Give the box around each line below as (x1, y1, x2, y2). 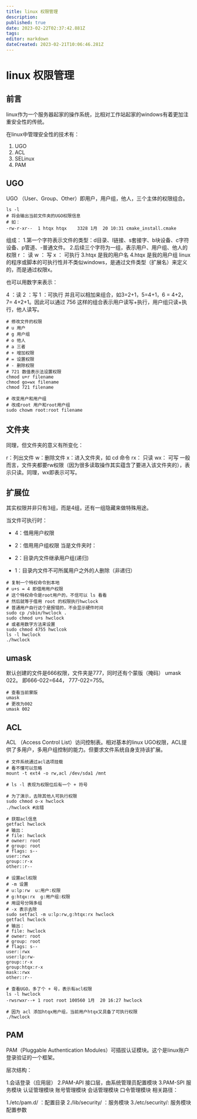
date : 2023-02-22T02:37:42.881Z (6, 25, 85, 31)
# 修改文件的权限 (6, 319, 42, 324)
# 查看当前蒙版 (6, 690, 38, 696)
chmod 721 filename (6, 384, 54, 390)
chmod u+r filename (6, 374, 54, 380)
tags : (6, 31, 19, 37)
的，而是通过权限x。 (6, 266, 56, 273)
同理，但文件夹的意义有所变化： (6, 441, 84, 448)
